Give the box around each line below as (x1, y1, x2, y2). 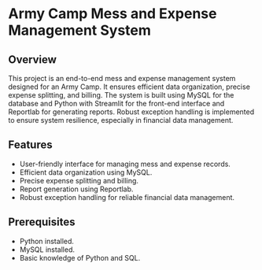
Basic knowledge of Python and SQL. (19, 253, 141, 262)
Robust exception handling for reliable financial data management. (19, 192, 234, 202)
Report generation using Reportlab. (19, 184, 134, 194)
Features (8, 139, 53, 152)
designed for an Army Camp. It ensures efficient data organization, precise (8, 82, 250, 91)
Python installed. (19, 236, 75, 246)
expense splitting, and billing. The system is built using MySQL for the (8, 91, 234, 99)
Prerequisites (8, 216, 76, 229)
